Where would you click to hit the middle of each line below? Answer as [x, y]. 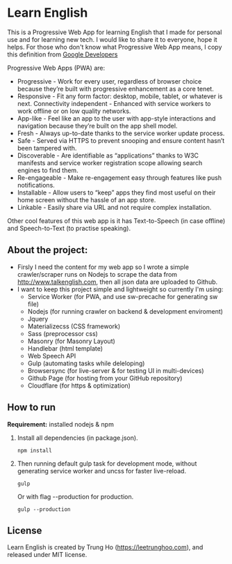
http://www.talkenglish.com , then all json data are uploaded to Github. [117, 282]
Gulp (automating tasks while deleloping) [86, 363]
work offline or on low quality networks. [74, 111]
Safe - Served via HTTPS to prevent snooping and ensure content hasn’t [121, 140]
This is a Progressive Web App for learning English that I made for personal [115, 32]
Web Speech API [52, 356]
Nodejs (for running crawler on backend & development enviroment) [125, 311]
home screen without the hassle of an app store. [86, 199]
